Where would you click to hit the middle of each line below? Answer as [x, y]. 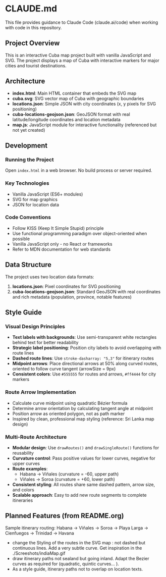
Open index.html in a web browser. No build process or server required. [79, 170]
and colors [23, 490]
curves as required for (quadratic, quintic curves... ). [66, 564]
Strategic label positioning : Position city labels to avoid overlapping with [87, 348]
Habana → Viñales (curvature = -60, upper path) [69, 474]
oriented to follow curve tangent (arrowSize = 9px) [64, 369]
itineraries [23, 500]
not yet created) [29, 130]
